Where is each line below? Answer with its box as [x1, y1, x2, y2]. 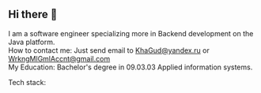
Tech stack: [8, 77, 46, 87]
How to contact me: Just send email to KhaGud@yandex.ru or [8, 45, 210, 55]
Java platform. [8, 37, 55, 46]
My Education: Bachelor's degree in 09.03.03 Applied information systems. [8, 62, 253, 72]
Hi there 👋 [8, 8, 58, 21]
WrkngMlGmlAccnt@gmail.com [8, 54, 111, 63]
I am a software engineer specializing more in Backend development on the [8, 28, 254, 38]
